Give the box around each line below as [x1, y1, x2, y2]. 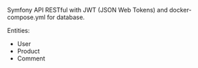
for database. [47, 13, 85, 21]
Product [16, 47, 40, 55]
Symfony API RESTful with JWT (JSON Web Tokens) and [7, 6, 168, 14]
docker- [169, 6, 192, 14]
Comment [16, 54, 45, 63]
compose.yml [7, 13, 46, 21]
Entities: [7, 27, 30, 34]
